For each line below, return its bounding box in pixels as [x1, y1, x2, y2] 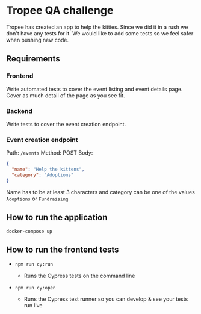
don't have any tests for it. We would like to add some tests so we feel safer [6, 29, 194, 37]
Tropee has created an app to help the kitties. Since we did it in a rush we [6, 23, 188, 31]
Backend [6, 106, 33, 115]
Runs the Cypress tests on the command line [23, 272, 135, 280]
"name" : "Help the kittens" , [11, 167, 85, 173]
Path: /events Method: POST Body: [6, 149, 93, 156]
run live [23, 302, 43, 309]
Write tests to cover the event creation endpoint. [6, 120, 126, 128]
